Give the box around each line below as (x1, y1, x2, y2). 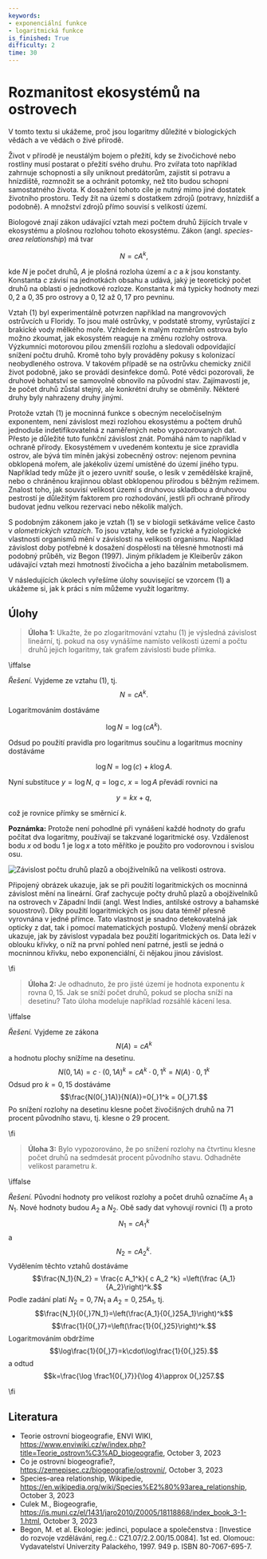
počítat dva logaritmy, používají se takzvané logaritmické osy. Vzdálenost (8, 832, 249, 841)
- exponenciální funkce (8, 19, 88, 27)
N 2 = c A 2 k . (116, 1245, 152, 1258)
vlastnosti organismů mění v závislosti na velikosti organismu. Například (8, 534, 244, 544)
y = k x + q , (116, 793, 152, 802)
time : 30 (8, 49, 37, 57)
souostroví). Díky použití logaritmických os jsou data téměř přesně (8, 905, 226, 915)
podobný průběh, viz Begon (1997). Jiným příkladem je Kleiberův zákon (8, 551, 243, 561)
